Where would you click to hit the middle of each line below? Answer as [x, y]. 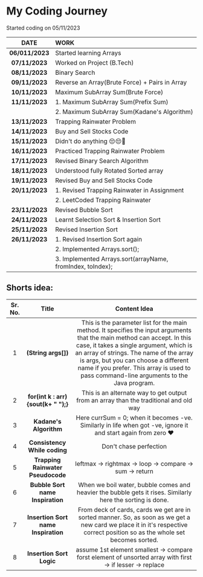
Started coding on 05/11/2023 [43, 28]
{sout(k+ [40, 404]
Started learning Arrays [88, 53]
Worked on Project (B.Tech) [95, 63]
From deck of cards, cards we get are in [134, 509]
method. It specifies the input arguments [134, 330]
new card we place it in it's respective [134, 524]
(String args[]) [47, 352]
